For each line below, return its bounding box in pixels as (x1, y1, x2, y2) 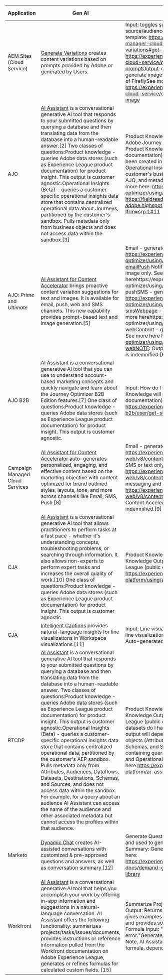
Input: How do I (125, 384, 161, 391)
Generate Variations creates (40, 50, 106, 56)
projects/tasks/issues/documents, (40, 929, 121, 935)
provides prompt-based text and (40, 314, 118, 320)
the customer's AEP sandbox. (40, 756, 110, 762)
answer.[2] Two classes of (40, 143, 103, 149)
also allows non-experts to (40, 557, 104, 564)
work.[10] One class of (40, 577, 95, 583)
